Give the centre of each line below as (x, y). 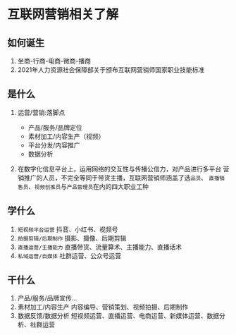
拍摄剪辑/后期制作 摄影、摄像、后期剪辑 (72, 238)
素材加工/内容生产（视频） (66, 136)
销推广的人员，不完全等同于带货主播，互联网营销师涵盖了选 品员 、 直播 (118, 178)
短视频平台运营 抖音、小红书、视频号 (68, 229)
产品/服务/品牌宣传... (47, 298)
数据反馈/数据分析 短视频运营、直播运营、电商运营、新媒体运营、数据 (118, 316)
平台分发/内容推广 (54, 145)
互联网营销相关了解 (63, 14)
